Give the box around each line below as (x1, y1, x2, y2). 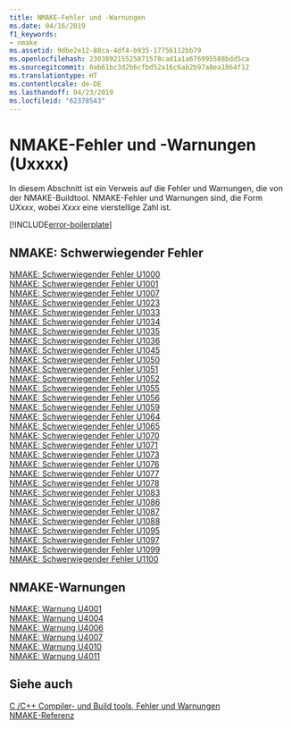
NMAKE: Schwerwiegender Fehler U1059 (9, 402, 161, 413)
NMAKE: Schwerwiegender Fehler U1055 (9, 383, 161, 394)
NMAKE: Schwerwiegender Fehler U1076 (9, 459, 160, 470)
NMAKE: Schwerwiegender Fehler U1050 (9, 355, 161, 365)
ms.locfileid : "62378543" (9, 96, 105, 105)
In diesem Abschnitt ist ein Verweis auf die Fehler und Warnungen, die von (9, 183, 284, 194)
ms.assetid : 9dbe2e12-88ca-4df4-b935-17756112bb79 (9, 46, 202, 55)
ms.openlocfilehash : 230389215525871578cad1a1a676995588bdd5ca (9, 54, 250, 63)
